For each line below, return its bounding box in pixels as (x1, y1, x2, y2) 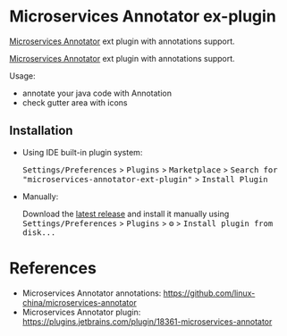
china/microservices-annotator (21, 297, 137, 307)
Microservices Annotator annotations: (21, 288, 162, 298)
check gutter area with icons (21, 97, 128, 108)
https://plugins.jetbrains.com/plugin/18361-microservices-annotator (21, 315, 273, 327)
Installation (9, 123, 73, 139)
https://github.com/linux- (163, 288, 256, 298)
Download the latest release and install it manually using (21, 208, 230, 219)
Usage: (9, 70, 36, 81)
